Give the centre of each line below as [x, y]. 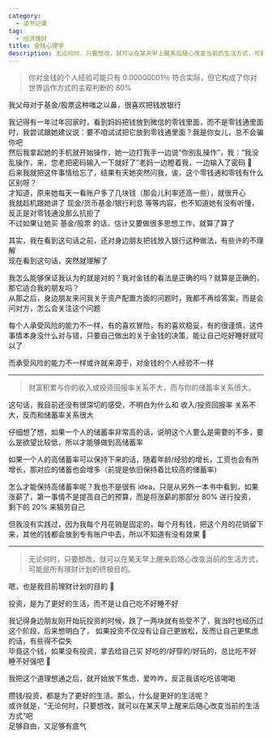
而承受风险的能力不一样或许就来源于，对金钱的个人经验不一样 [111, 363]
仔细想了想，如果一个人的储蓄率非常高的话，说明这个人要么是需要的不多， [132, 432]
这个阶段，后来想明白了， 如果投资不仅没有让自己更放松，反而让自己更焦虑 [134, 631]
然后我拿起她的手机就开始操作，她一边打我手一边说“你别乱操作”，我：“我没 [134, 152]
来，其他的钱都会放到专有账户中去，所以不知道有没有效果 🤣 [108, 534]
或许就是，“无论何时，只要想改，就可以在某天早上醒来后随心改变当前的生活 [134, 706]
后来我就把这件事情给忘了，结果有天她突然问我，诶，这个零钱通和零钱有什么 [136, 172]
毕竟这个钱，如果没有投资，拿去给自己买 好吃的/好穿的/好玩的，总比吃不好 [133, 651]
